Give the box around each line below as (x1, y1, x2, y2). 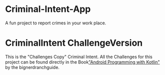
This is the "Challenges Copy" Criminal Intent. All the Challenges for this (5, 54, 153, 60)
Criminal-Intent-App (5, 3, 91, 15)
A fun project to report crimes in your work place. (5, 20, 106, 26)
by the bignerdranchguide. (5, 64, 60, 70)
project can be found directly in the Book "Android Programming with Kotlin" (5, 59, 160, 65)
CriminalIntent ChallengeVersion (5, 37, 143, 49)
